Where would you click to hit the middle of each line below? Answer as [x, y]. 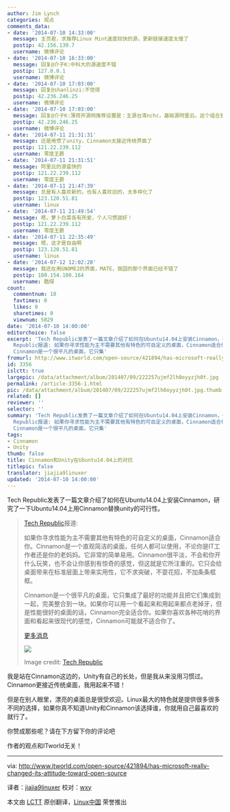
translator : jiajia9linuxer [47, 473]
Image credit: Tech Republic [63, 662]
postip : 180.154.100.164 [49, 275]
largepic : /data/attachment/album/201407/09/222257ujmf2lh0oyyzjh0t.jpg [113, 377]
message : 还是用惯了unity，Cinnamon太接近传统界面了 [83, 141]
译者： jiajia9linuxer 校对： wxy [49, 787]
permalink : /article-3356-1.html [55, 384]
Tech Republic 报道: [51, 523]
